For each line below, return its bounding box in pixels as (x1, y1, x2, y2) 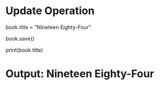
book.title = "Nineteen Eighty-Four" (5, 24, 92, 31)
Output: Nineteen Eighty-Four (5, 67, 155, 81)
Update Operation (5, 4, 95, 18)
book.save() (5, 35, 35, 42)
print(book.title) (5, 46, 44, 54)
